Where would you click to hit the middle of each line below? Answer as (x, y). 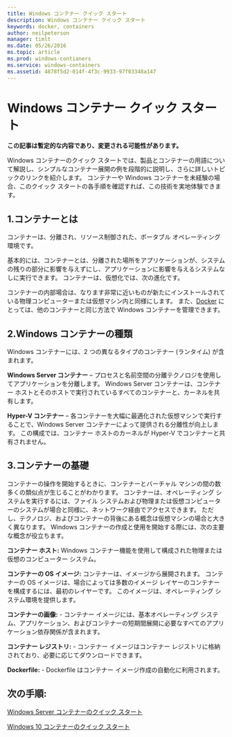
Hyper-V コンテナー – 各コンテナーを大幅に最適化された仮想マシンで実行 (111, 416)
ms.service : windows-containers (54, 65)
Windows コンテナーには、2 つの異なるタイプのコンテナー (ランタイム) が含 (116, 352)
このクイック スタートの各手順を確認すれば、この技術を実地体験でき (117, 186)
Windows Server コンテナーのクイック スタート (75, 711)
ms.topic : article (34, 53)
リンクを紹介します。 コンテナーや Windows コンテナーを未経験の (120, 178)
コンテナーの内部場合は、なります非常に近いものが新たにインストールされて (116, 292)
